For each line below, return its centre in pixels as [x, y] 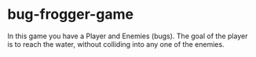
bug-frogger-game [71, 14]
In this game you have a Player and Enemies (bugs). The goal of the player [128, 36]
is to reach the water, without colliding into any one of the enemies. [116, 44]
